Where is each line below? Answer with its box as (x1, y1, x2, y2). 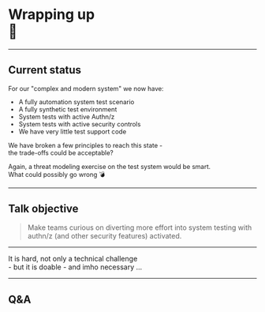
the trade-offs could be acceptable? (8, 148, 114, 157)
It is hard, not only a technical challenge (8, 254, 138, 264)
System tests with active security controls (18, 120, 141, 129)
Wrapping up (8, 6, 95, 24)
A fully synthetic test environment (18, 105, 118, 114)
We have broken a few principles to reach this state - (8, 141, 163, 149)
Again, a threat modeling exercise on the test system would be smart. (8, 162, 211, 171)
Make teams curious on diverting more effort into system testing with (27, 223, 252, 232)
